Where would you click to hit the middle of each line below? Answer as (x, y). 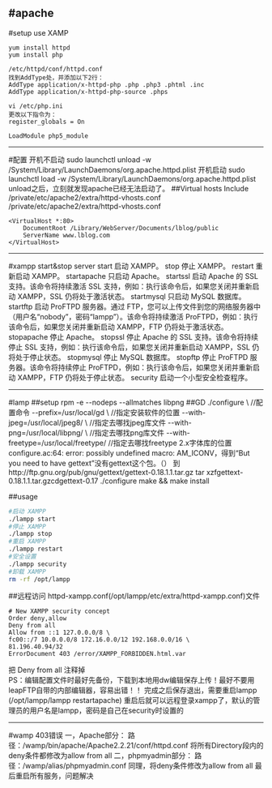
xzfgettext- (225, 472)
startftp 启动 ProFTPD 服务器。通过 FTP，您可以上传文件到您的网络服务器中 (135, 306)
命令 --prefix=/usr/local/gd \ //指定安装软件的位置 (98, 412)
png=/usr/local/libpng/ (46, 432)
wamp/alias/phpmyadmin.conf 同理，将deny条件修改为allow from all (139, 765)
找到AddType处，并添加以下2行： (56, 77)
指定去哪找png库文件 (129, 432)
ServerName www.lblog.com (67, 235)
